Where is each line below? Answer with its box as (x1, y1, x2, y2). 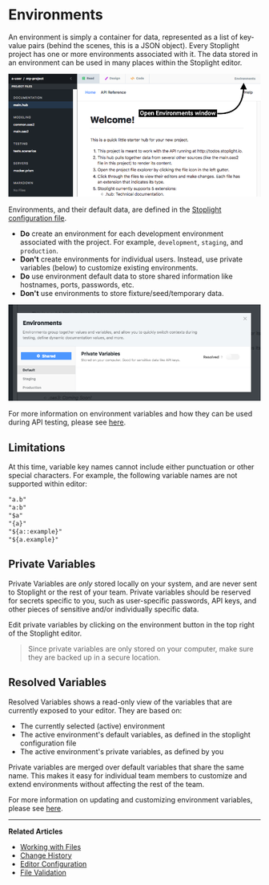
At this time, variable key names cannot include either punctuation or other (8, 462, 255, 471)
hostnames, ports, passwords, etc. (19, 280, 134, 290)
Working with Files (19, 842, 82, 851)
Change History (19, 850, 72, 860)
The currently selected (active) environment (19, 721, 166, 731)
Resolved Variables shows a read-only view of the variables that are (8, 696, 233, 707)
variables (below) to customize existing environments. (19, 263, 199, 273)
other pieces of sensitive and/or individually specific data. (8, 604, 199, 614)
